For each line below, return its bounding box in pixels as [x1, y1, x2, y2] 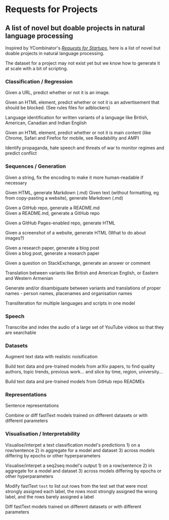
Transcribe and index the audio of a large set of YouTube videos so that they [5, 324, 164, 330]
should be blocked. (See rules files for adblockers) [5, 105, 110, 111]
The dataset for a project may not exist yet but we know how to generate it [5, 60, 160, 66]
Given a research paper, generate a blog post [5, 245, 99, 251]
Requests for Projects [5, 4, 98, 15]
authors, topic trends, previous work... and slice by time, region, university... [5, 369, 163, 375]
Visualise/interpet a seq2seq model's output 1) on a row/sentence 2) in [5, 462, 152, 468]
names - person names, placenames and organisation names [5, 290, 133, 296]
